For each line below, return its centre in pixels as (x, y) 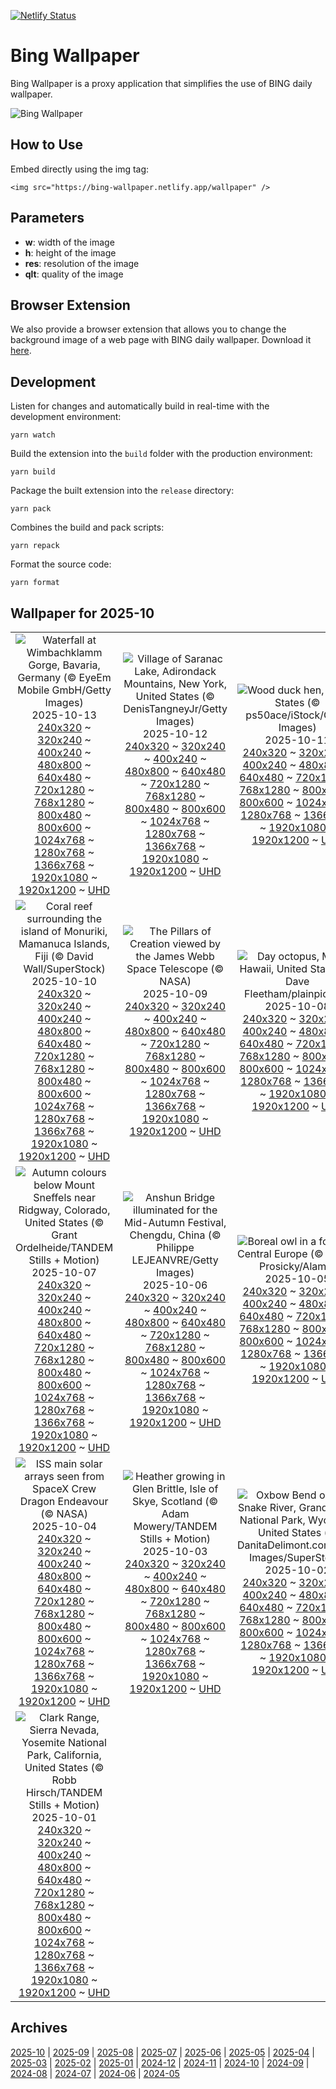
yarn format (35, 583)
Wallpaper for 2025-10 (82, 613)
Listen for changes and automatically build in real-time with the (140, 406)
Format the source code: (61, 564)
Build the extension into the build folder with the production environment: (161, 454)
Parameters (47, 218)
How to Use (47, 145)
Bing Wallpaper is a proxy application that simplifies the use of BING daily (161, 83)
